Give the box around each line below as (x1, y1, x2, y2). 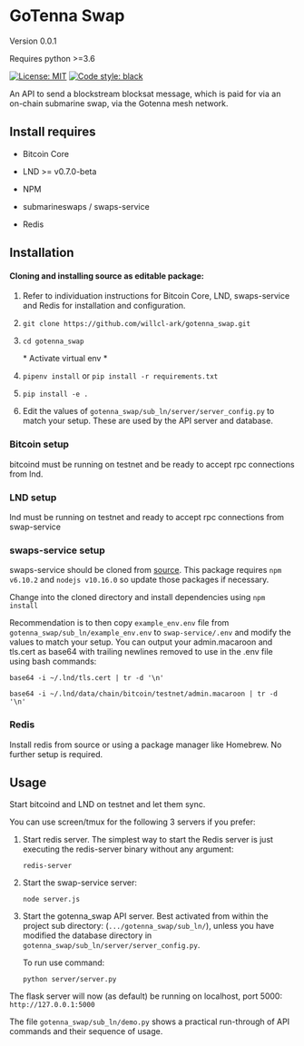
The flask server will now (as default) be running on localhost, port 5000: (9, 991, 283, 1002)
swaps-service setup (9, 544, 106, 557)
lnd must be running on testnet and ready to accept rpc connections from (9, 511, 284, 522)
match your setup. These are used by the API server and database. (22, 415, 274, 427)
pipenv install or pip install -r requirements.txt (22, 370, 219, 381)
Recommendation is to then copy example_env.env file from (9, 617, 230, 628)
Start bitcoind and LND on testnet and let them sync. (9, 799, 206, 810)
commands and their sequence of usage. (9, 1026, 163, 1037)
